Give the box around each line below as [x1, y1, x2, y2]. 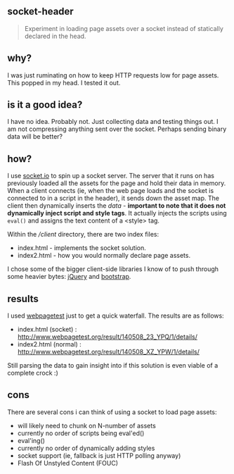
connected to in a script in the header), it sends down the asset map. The [7, 194, 220, 203]
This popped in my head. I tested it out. [7, 78, 121, 87]
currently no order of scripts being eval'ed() [17, 429, 145, 437]
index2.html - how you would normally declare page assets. [17, 251, 191, 260]
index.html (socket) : [17, 325, 77, 334]
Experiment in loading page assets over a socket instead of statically [24, 24, 223, 32]
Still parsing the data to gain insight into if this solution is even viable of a [7, 361, 219, 370]
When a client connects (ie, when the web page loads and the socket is [7, 187, 214, 195]
